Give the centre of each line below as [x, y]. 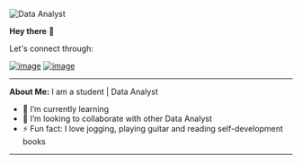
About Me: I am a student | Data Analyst [84, 91]
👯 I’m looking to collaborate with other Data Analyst [117, 118]
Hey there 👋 [32, 31]
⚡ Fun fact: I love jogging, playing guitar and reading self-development [152, 129]
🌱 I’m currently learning [66, 109]
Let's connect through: [52, 48]
